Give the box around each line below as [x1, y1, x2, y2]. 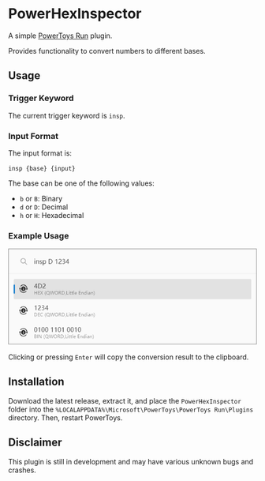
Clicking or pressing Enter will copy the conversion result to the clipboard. [8, 352, 249, 362]
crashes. [8, 465, 37, 475]
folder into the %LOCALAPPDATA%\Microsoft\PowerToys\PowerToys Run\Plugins [8, 404, 254, 414]
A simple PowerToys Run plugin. [8, 31, 113, 40]
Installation [8, 375, 65, 389]
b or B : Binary [19, 194, 63, 203]
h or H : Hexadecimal [19, 210, 84, 220]
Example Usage [8, 230, 69, 241]
